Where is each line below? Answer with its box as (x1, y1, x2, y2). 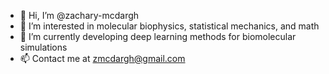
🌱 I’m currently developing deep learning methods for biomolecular (19, 31, 297, 42)
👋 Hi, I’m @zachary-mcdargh (19, 10, 140, 21)
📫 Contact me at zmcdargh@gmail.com (19, 53, 186, 64)
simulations (19, 41, 68, 53)
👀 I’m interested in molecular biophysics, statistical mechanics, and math (19, 20, 320, 32)
